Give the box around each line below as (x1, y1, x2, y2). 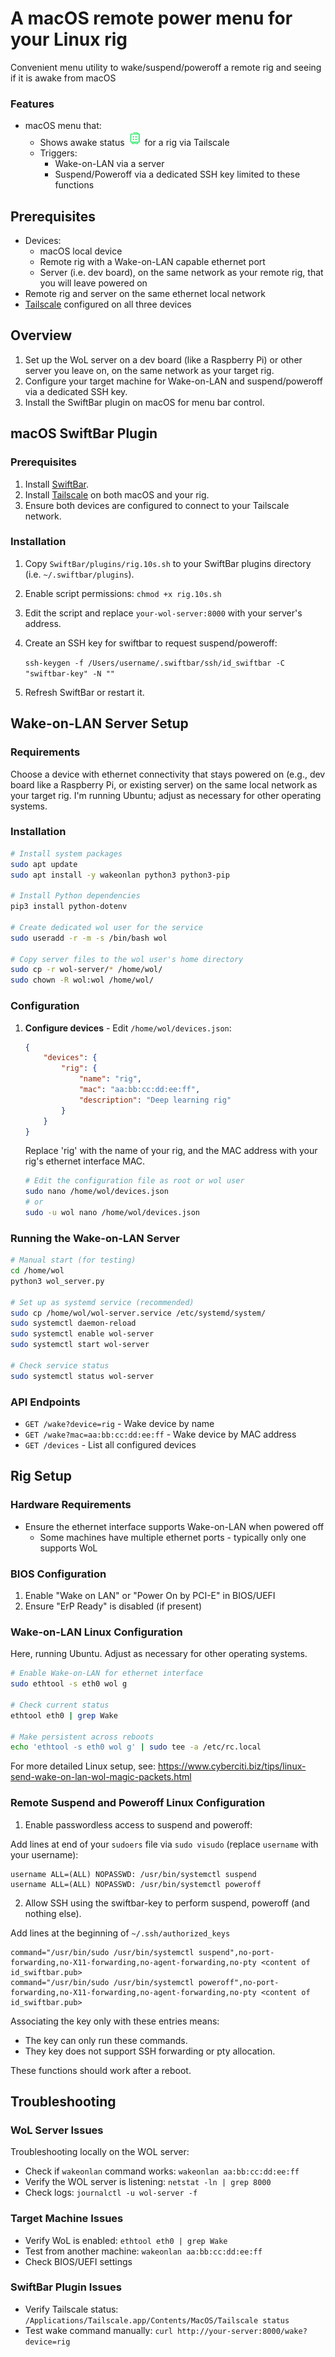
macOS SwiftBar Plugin (10, 425, 158, 442)
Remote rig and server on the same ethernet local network (24, 288, 266, 300)
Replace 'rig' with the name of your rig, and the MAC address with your (24, 1145, 318, 1157)
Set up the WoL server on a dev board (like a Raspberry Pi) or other (24, 353, 303, 366)
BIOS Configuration (10, 1567, 107, 1581)
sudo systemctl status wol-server (10, 1371, 155, 1381)
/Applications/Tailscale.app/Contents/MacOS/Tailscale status (24, 2315, 290, 2326)
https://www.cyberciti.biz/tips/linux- (157, 1760, 307, 1772)
